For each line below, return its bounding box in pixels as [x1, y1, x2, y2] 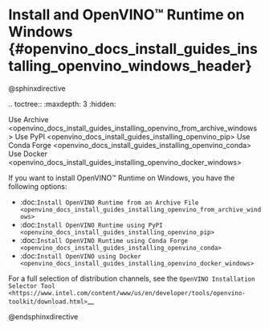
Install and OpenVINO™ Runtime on [8, 6, 245, 24]
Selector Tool [8, 282, 56, 290]
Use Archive [8, 114, 50, 124]
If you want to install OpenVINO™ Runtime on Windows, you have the [8, 173, 235, 183]
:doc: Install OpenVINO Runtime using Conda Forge [19, 235, 189, 245]
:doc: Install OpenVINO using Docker [19, 251, 142, 261]
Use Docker [8, 149, 48, 158]
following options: [8, 181, 67, 191]
